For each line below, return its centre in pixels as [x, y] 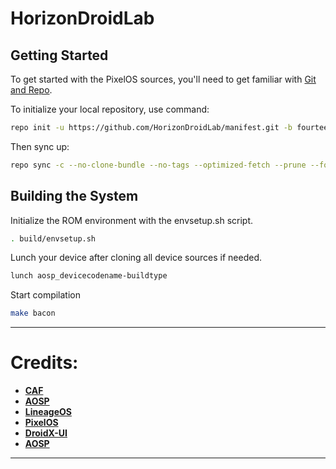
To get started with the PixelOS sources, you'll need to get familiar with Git [163, 79]
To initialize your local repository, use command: [110, 109]
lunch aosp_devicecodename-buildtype [89, 276]
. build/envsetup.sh [53, 238]
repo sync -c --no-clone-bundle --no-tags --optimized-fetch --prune [158, 165]
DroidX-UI [46, 433]
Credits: [44, 363]
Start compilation [46, 295]
